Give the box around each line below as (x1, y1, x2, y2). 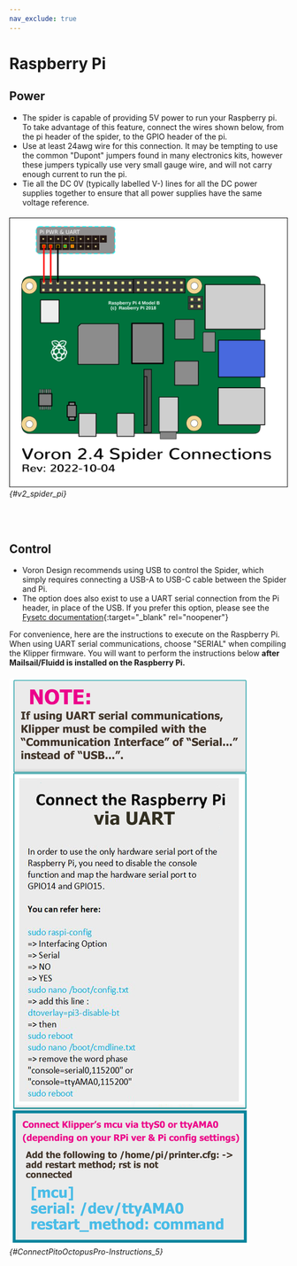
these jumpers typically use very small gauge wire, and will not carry (21, 159, 272, 170)
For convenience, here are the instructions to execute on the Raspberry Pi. (9, 629, 280, 640)
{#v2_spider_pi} (9, 488, 67, 499)
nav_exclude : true (9, 14, 77, 23)
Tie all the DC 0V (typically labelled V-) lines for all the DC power (21, 178, 258, 189)
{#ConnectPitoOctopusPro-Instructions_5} (9, 1246, 164, 1257)
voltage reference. (21, 197, 90, 207)
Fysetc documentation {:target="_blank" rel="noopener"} (21, 612, 229, 623)
